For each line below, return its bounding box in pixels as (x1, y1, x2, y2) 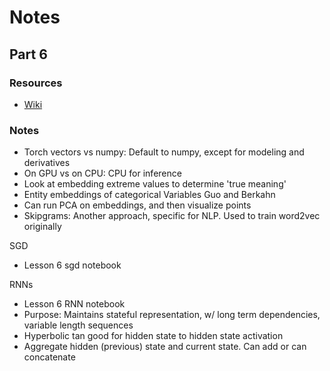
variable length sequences (23, 319, 134, 331)
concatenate (23, 351, 76, 363)
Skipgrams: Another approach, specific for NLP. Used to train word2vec (23, 210, 321, 222)
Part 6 (9, 46, 48, 63)
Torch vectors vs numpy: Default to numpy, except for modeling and (23, 146, 305, 158)
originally (23, 221, 62, 233)
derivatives (23, 157, 71, 169)
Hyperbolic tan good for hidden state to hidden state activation (23, 330, 284, 342)
